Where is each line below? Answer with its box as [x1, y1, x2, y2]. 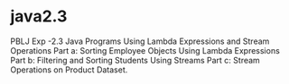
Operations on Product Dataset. [10, 64, 128, 75]
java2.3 [10, 6, 68, 27]
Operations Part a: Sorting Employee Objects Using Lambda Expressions [10, 45, 281, 55]
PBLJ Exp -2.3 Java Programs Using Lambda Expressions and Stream [10, 36, 270, 46]
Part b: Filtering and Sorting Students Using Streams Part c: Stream [10, 55, 260, 65]
